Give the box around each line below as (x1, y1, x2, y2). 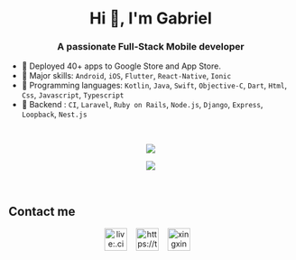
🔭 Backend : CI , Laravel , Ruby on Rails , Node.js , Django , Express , (21, 99, 264, 110)
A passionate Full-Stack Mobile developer (57, 41, 245, 53)
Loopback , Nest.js (21, 108, 88, 120)
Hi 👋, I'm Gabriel (88, 8, 213, 29)
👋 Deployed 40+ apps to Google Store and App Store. (21, 60, 222, 71)
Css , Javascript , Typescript (21, 89, 125, 100)
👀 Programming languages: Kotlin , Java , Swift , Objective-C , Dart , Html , (21, 80, 288, 91)
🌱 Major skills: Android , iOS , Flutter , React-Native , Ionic (21, 70, 232, 81)
